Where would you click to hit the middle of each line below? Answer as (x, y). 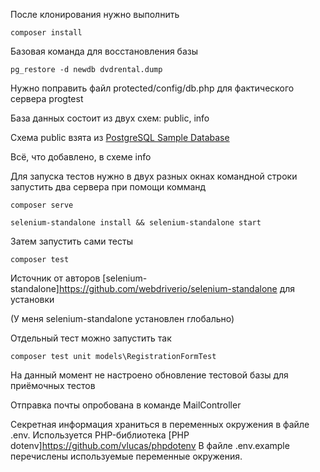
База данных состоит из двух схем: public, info (110, 118)
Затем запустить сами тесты (71, 241)
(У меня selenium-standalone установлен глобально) (122, 318)
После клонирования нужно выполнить (95, 14)
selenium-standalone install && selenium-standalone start (136, 223)
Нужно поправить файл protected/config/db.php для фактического (152, 88)
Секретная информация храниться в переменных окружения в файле (160, 424)
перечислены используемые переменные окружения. (126, 456)
